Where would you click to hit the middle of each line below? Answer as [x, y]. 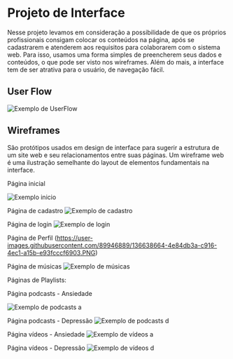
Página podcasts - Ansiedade [50, 293]
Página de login [30, 224]
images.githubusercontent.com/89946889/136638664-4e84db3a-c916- [112, 245]
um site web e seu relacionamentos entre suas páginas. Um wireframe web [116, 155]
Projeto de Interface [66, 13]
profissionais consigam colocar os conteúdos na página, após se [101, 39]
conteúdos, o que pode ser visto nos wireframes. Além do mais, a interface [115, 62]
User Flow [30, 92]
